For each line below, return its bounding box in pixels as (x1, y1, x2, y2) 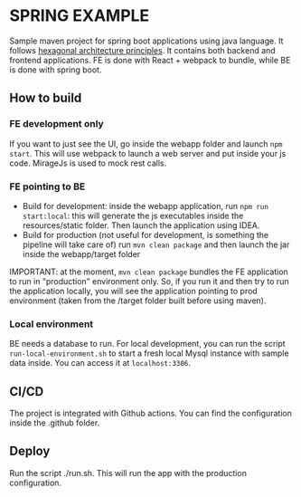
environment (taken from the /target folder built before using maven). (9, 295, 267, 306)
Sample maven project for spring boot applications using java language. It (9, 35, 284, 46)
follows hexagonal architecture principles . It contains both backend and (9, 44, 276, 55)
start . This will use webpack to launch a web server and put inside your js (9, 148, 287, 158)
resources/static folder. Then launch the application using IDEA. (22, 219, 260, 231)
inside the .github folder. (9, 417, 100, 428)
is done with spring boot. (9, 64, 102, 75)
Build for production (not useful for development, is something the (22, 229, 269, 240)
